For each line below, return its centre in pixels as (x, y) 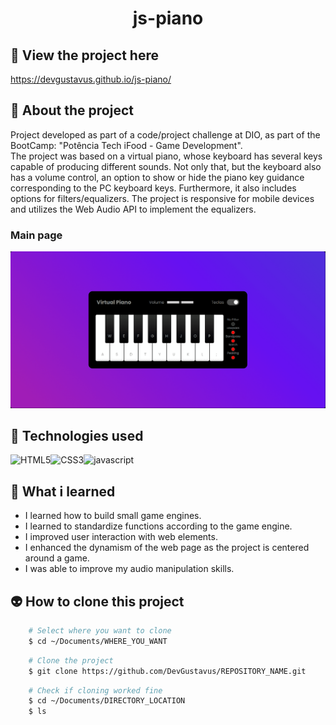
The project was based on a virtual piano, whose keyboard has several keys (166, 156)
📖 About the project (72, 110)
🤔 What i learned (63, 491)
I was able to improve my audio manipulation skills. (129, 569)
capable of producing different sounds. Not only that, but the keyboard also (166, 166)
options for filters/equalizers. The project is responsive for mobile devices (162, 198)
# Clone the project (71, 660)
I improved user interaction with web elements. (121, 537)
